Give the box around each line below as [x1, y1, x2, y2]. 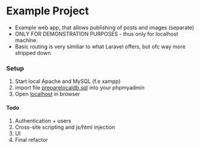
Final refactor [14, 136, 49, 144]
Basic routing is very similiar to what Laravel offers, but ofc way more [14, 43, 186, 50]
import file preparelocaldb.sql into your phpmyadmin [14, 84, 145, 91]
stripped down [14, 49, 51, 56]
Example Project [6, 4, 89, 18]
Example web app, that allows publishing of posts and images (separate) [14, 24, 195, 31]
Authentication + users [14, 118, 72, 125]
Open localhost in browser [14, 91, 80, 98]
